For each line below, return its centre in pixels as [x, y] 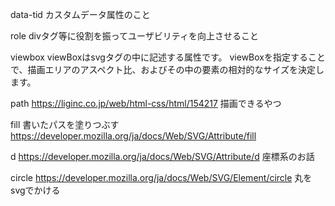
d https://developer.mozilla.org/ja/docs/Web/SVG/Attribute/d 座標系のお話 [162, 156]
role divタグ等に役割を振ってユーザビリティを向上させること [134, 36]
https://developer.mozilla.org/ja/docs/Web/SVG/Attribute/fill [133, 136]
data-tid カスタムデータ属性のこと [80, 14]
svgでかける [35, 190]
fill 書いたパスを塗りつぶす [65, 124]
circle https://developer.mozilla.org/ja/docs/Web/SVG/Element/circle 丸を [161, 177]
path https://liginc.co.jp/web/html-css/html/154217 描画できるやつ [146, 103]
